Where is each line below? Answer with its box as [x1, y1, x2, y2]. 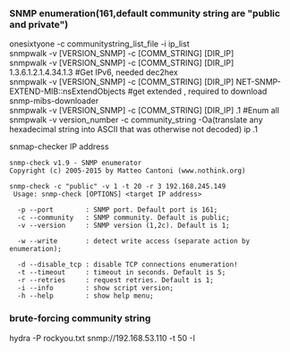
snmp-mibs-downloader [9, 96, 99, 106]
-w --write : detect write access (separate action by [17, 237, 251, 246]
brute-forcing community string [9, 312, 151, 324]
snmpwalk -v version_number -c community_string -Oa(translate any [9, 114, 263, 125]
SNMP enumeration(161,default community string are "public [9, 7, 280, 20]
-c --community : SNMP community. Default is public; [17, 214, 230, 222]
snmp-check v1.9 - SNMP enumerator [9, 159, 142, 168]
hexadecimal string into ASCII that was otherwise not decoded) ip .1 [9, 124, 258, 135]
